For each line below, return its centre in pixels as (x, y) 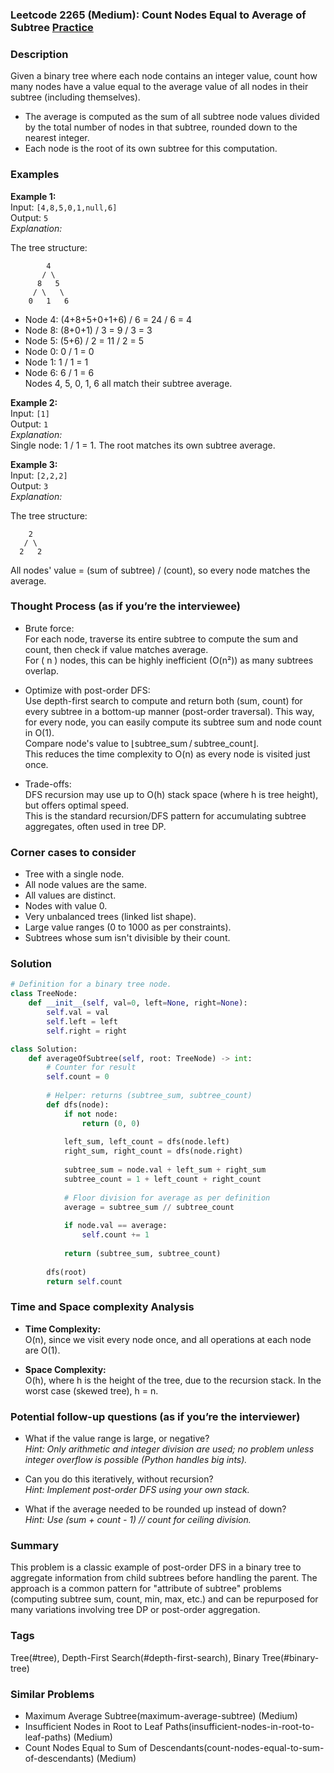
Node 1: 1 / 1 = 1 (56, 362)
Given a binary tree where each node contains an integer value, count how (164, 76)
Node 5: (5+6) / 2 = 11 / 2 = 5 (84, 340)
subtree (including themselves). (75, 97)
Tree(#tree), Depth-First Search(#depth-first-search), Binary (135, 1657)
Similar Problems (52, 1694)
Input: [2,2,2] (39, 475)
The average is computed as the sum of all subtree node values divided (172, 117)
